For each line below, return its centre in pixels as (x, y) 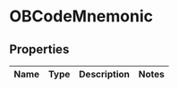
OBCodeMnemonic (81, 16)
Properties (39, 49)
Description (104, 74)
